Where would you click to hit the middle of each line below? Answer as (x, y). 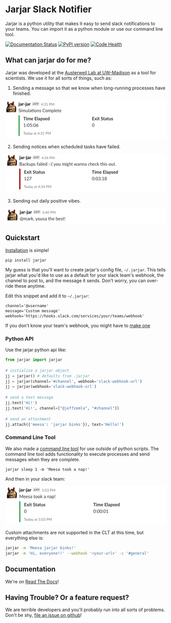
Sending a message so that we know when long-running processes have (89, 88)
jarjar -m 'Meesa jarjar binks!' (41, 548)
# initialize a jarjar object (37, 370)
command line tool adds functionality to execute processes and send (78, 454)
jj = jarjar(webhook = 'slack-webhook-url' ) (51, 387)
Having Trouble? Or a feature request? (67, 597)
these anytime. (30, 286)
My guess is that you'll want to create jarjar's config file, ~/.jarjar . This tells (85, 269)
